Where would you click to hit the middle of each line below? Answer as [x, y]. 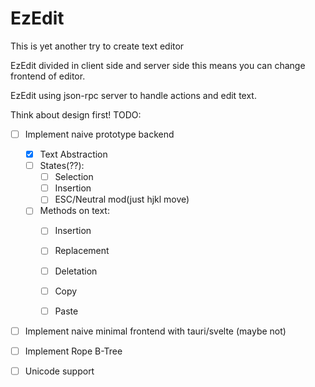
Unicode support [59, 371]
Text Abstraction [73, 154]
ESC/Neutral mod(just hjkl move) [122, 199]
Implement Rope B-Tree [73, 351]
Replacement [82, 251]
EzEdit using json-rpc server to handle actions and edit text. [133, 95]
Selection [74, 177]
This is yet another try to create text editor [97, 46]
